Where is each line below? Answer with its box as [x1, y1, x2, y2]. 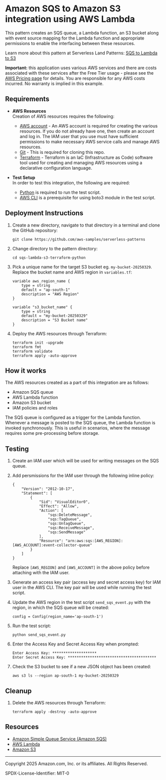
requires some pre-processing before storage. [5, 430, 100, 436]
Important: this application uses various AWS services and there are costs [5, 65, 157, 71]
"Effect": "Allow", [39, 504, 79, 509]
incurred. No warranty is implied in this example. [5, 80, 104, 87]
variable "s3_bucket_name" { [12, 305, 73, 310]
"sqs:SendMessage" [47, 530, 86, 535]
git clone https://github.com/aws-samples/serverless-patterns [12, 237, 146, 242]
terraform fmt [12, 344, 41, 349]
